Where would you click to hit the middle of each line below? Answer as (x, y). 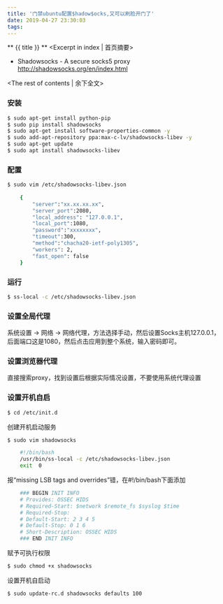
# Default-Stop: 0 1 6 (53, 526)
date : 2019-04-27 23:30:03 (46, 20)
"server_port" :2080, (62, 210)
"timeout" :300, (55, 237)
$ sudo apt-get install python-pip (59, 118)
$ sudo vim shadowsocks (42, 440)
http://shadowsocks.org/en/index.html (72, 69)
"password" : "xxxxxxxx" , (67, 230)
